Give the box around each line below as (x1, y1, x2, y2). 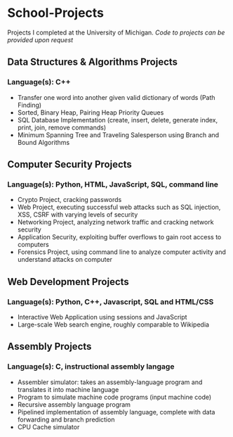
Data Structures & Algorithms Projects (7, 56, 178, 68)
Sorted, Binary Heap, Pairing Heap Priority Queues (17, 108, 164, 117)
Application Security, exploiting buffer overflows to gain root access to (17, 233, 222, 241)
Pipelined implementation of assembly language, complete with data (17, 407, 215, 416)
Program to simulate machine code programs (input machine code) (17, 393, 212, 401)
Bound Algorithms (17, 138, 70, 146)
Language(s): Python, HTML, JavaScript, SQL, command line (7, 179, 219, 189)
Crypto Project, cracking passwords (17, 196, 122, 204)
